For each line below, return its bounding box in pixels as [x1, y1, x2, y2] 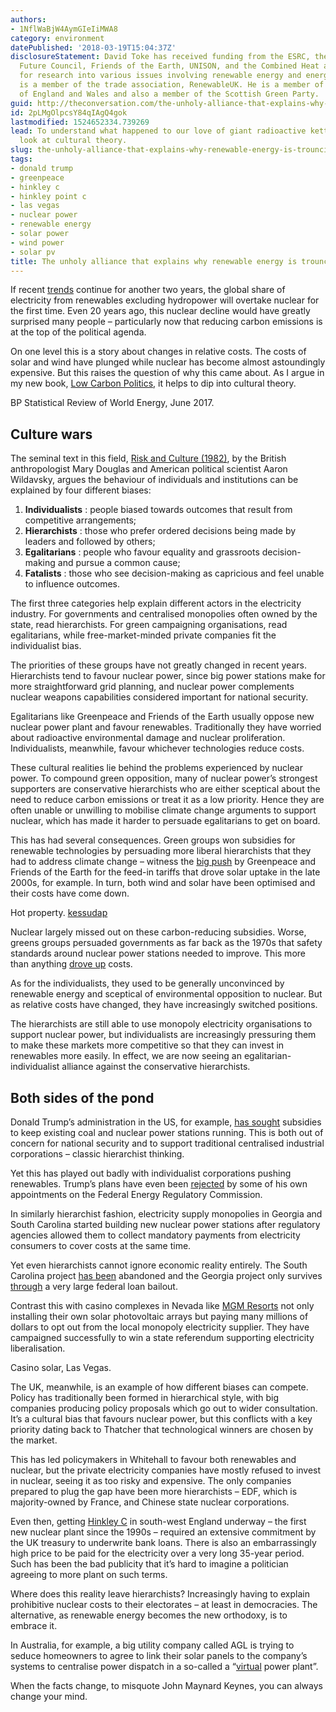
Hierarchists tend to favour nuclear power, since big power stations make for [10, 670, 326, 682]
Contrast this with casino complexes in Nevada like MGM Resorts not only [10, 1300, 315, 1311]
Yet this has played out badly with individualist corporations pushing [10, 1167, 292, 1179]
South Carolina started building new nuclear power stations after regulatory [10, 1219, 321, 1230]
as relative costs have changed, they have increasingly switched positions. [10, 999, 318, 1011]
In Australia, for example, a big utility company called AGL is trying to [10, 1639, 295, 1651]
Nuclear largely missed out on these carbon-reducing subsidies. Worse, [10, 926, 307, 938]
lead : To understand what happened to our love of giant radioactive [10, 126, 307, 136]
